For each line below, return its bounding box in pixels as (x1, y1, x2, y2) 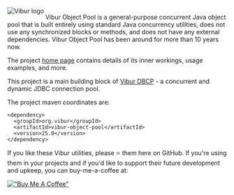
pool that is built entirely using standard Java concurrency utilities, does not (7, 20, 226, 29)
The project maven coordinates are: (7, 98, 110, 106)
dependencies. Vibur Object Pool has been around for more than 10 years (7, 35, 219, 43)
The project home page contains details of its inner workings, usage (7, 56, 203, 64)
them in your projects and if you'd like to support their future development (7, 159, 220, 167)
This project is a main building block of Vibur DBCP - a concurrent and (7, 77, 210, 85)
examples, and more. (7, 64, 68, 72)
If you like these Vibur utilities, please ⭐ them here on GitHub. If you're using (7, 149, 227, 157)
